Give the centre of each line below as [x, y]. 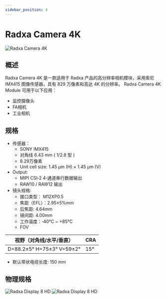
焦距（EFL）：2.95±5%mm [47, 203]
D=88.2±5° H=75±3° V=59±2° [44, 249]
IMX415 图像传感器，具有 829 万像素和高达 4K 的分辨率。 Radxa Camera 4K [83, 84]
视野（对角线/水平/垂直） [44, 240]
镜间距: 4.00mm [36, 215]
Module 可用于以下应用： [31, 91]
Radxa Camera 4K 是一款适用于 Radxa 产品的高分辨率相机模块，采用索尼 [80, 78]
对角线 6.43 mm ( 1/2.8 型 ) [47, 155]
